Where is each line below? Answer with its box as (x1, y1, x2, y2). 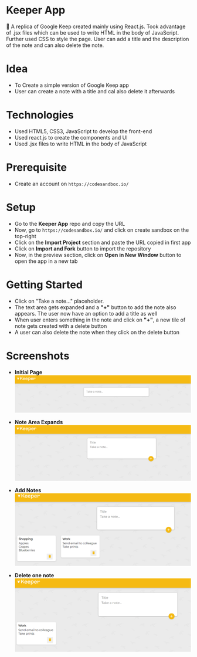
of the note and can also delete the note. (6, 42, 104, 49)
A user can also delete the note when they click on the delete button (14, 328, 180, 336)
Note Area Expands (14, 418, 63, 425)
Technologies (6, 109, 74, 122)
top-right (14, 232, 36, 239)
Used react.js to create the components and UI (14, 134, 128, 141)
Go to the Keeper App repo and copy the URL (14, 220, 125, 227)
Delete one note (14, 571, 55, 578)
